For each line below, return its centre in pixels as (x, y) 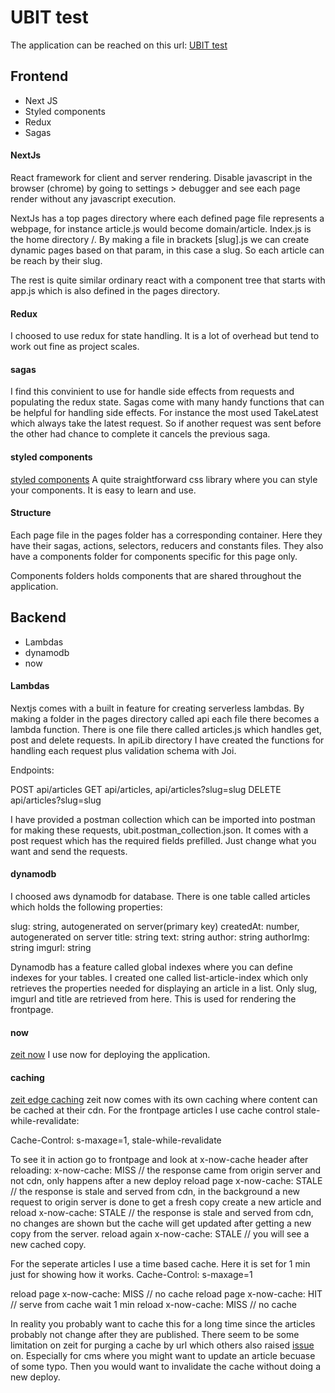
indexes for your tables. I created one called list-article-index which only (159, 977)
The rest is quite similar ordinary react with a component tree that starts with (168, 280)
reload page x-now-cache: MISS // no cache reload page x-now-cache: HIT (166, 1294)
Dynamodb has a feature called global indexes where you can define (151, 967)
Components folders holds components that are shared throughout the (156, 575)
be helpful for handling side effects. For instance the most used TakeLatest (164, 413)
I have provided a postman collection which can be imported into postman (163, 819)
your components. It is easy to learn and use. (103, 490)
